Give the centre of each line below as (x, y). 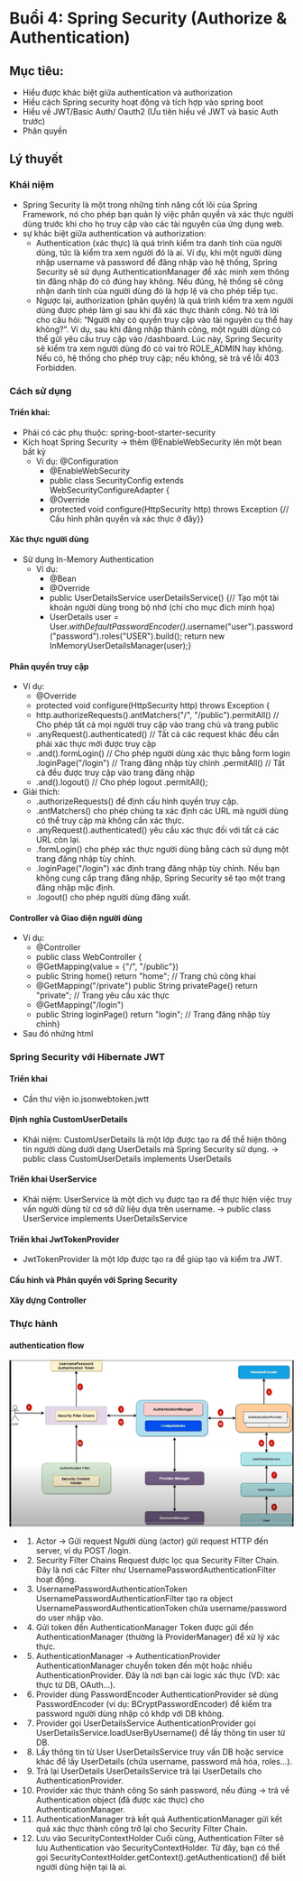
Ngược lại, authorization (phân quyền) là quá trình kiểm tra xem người (165, 300)
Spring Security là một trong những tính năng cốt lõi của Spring (140, 204)
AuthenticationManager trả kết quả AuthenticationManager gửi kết (159, 1819)
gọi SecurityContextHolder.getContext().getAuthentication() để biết (161, 1857)
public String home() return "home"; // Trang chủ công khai (146, 976)
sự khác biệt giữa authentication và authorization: (114, 233)
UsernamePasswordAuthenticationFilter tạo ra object (134, 1598)
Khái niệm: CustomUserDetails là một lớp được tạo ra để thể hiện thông (154, 1139)
